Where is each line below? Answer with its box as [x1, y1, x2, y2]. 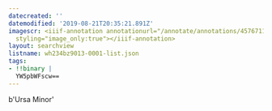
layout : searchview [8, 42, 74, 50]
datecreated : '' [8, 11, 63, 20]
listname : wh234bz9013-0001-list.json [8, 49, 139, 58]
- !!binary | [8, 65, 53, 73]
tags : [8, 58, 27, 66]
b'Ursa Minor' [8, 94, 54, 104]
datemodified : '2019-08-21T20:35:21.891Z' [8, 19, 154, 28]
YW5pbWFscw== [15, 72, 60, 80]
